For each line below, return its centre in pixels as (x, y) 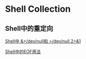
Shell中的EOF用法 (23, 52)
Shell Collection (38, 9)
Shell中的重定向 (29, 28)
